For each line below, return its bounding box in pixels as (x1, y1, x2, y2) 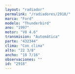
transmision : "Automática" (5, 35, 60, 39)
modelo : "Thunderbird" (5, 20, 51, 26)
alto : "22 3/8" (5, 48, 36, 53)
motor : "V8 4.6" (5, 30, 38, 35)
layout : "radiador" (5, 7, 45, 12)
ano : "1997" (5, 25, 29, 30)
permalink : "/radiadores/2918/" (5, 12, 71, 17)
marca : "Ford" (5, 16, 34, 21)
